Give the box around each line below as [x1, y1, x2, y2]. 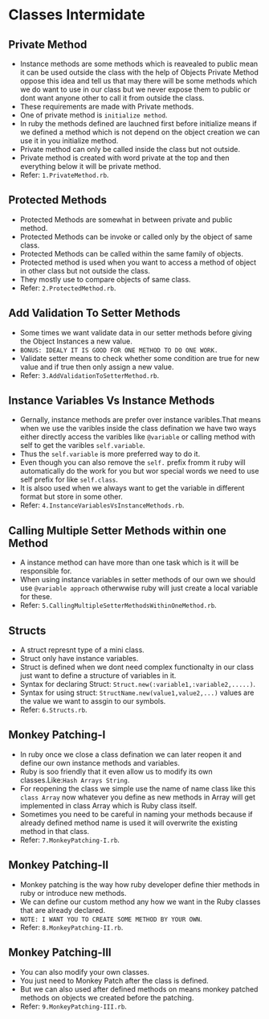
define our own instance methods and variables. [19, 758, 181, 767]
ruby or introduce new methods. [19, 888, 127, 898]
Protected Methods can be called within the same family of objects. [19, 249, 243, 258]
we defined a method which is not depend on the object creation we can [19, 127, 260, 137]
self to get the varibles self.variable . [19, 441, 145, 450]
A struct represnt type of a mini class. [19, 645, 145, 655]
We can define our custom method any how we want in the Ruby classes [19, 897, 261, 906]
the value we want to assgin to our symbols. [19, 696, 166, 706]
